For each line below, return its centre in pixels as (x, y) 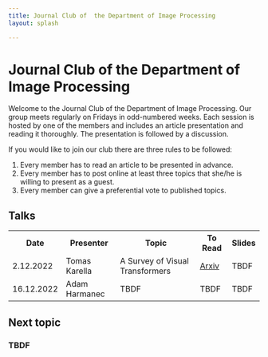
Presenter (89, 243)
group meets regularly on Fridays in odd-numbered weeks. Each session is (131, 117)
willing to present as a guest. (67, 182)
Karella (79, 271)
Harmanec (85, 294)
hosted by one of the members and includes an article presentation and (126, 125)
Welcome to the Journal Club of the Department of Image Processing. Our (130, 109)
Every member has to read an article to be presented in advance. (126, 165)
